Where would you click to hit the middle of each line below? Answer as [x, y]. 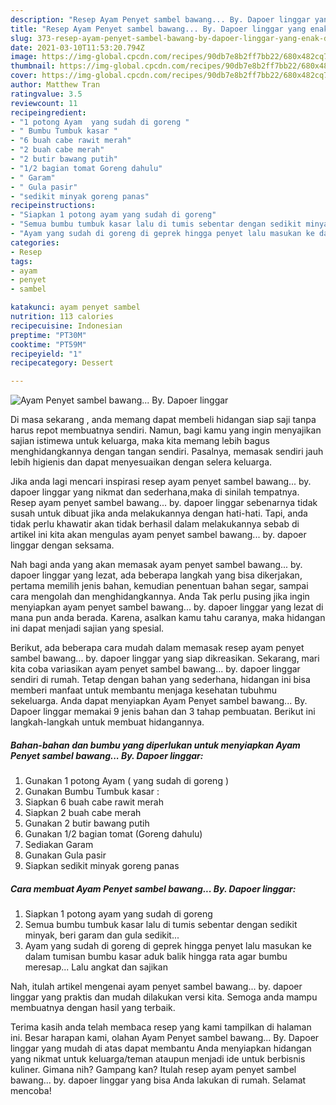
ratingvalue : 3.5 [46, 94]
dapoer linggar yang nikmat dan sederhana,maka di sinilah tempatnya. [155, 492]
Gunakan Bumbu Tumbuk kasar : [92, 792]
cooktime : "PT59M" [48, 344]
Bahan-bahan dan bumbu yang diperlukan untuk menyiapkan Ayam [155, 745]
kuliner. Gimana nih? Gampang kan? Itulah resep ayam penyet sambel [153, 1070]
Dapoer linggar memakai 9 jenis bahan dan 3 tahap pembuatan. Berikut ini [163, 712]
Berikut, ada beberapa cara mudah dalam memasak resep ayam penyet [157, 648]
